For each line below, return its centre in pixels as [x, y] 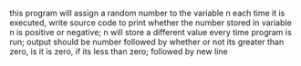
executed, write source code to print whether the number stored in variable [150, 23]
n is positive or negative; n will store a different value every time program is [150, 32]
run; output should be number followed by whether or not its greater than [147, 42]
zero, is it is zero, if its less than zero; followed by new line [119, 52]
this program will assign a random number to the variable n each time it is [147, 13]
